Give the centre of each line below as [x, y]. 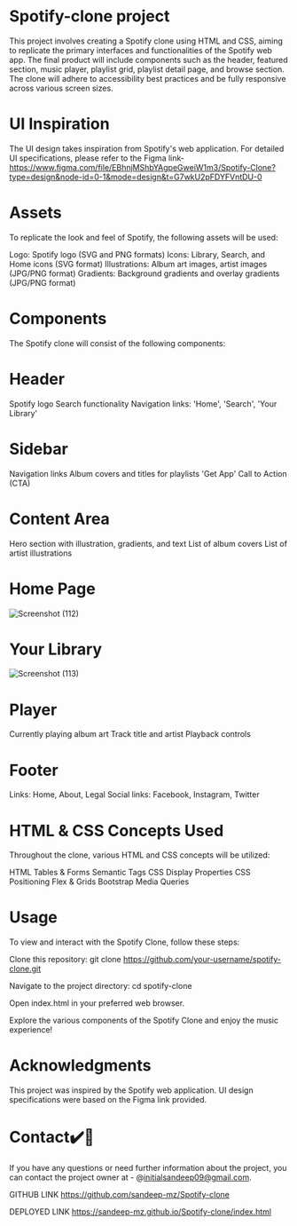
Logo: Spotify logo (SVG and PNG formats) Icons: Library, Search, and [137, 254]
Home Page [52, 589]
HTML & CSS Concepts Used [117, 831]
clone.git [25, 969]
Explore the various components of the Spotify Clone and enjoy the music [144, 1020]
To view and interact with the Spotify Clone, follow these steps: [125, 942]
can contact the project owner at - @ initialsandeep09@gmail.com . [130, 1177]
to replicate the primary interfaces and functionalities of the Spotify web [141, 50]
